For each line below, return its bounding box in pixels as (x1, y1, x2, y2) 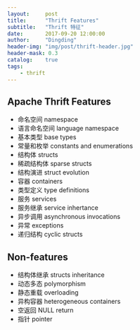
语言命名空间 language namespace (17, 124, 120, 133)
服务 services (17, 195, 57, 204)
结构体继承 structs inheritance (17, 271, 105, 279)
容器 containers (17, 177, 63, 186)
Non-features (7, 251, 68, 263)
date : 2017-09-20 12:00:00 (7, 30, 106, 37)
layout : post (7, 10, 58, 18)
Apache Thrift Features (7, 95, 111, 107)
